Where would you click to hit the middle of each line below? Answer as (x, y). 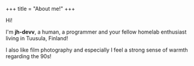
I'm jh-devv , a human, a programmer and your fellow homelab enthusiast (96, 32)
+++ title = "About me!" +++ (41, 9)
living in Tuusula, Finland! (37, 38)
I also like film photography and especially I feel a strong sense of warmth (97, 50)
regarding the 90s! (29, 56)
